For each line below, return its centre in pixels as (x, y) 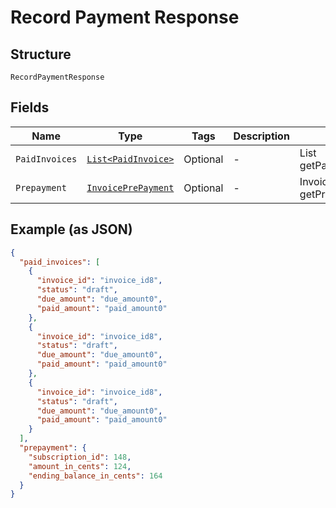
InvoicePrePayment (130, 187)
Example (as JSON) (71, 229)
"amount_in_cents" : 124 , (80, 466)
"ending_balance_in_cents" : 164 (95, 476)
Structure (41, 54)
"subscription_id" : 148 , (80, 457)
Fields (30, 107)
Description (261, 136)
